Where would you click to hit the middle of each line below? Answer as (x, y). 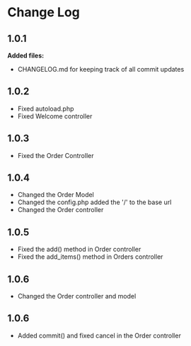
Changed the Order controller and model (77, 296)
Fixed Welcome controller (55, 116)
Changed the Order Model (56, 195)
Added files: (26, 55)
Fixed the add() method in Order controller (79, 250)
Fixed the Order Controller (56, 155)
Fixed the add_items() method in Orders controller (90, 257)
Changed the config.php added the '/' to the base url (94, 202)
